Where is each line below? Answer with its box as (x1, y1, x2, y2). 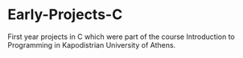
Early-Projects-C (7, 6, 123, 24)
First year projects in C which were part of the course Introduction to (7, 32, 235, 41)
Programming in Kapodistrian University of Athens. (7, 40, 176, 49)
